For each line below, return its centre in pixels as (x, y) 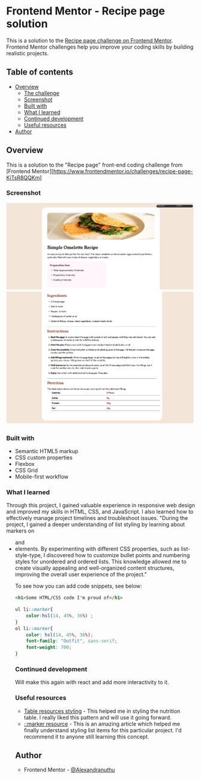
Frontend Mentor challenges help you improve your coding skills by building (100, 47)
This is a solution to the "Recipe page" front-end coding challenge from (94, 165)
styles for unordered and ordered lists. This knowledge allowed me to (101, 562)
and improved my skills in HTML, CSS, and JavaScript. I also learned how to (100, 512)
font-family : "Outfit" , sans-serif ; (72, 641)
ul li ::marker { (34, 609)
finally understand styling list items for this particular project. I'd (103, 730)
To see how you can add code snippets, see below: (78, 586)
